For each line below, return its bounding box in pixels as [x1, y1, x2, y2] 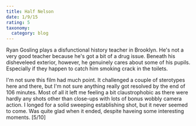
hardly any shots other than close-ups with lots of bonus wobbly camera [6, 95, 182, 103]
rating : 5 [6, 19, 31, 25]
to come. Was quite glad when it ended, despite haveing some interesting [6, 108, 184, 115]
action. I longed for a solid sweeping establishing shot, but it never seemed [6, 101, 188, 108]
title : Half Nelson [6, 8, 54, 15]
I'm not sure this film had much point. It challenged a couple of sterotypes [6, 77, 185, 84]
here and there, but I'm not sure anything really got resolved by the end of [6, 83, 185, 90]
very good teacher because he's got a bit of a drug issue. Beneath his [6, 53, 175, 60]
